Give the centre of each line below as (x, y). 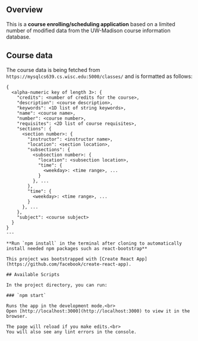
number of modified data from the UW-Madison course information (88, 30)
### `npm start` (26, 295)
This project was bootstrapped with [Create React (70, 259)
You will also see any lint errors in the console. (71, 332)
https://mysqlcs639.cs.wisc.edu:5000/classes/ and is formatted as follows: (99, 76)
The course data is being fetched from (53, 70)
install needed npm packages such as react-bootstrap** (77, 248)
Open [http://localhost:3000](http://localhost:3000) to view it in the (98, 311)
